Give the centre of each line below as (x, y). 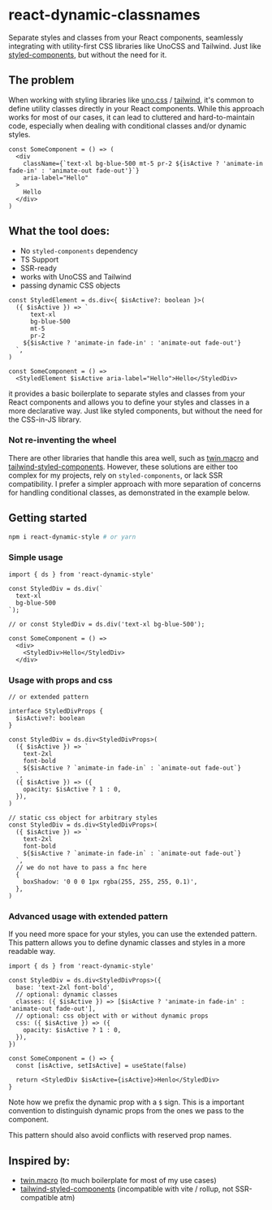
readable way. (32, 952)
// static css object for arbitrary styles (83, 818)
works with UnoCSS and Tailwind (76, 276)
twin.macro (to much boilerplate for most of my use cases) (118, 1181)
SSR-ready (38, 268)
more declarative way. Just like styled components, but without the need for (136, 410)
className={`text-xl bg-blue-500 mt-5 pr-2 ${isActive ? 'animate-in (143, 163)
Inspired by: (39, 1161)
